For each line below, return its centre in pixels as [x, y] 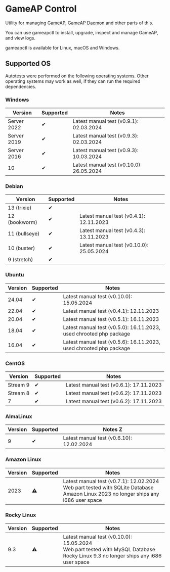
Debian [14, 186]
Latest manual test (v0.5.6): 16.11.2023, [112, 342]
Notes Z [113, 430]
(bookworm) [23, 222]
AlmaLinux [19, 416]
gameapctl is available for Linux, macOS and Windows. [62, 47]
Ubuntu [15, 275]
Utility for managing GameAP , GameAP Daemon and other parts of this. [79, 23]
